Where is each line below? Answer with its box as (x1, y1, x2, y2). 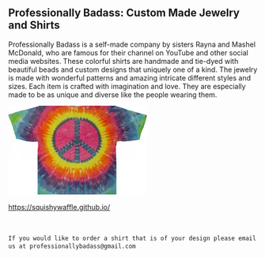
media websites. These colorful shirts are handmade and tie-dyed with (8, 56, 239, 65)
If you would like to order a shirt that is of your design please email (8, 234, 257, 242)
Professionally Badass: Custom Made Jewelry (8, 6, 240, 20)
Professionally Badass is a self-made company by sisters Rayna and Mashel (8, 39, 256, 49)
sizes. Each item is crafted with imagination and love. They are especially (8, 81, 247, 91)
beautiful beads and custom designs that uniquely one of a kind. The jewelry (8, 65, 258, 74)
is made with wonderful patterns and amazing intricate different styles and (8, 73, 252, 82)
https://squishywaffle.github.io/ (8, 202, 111, 211)
